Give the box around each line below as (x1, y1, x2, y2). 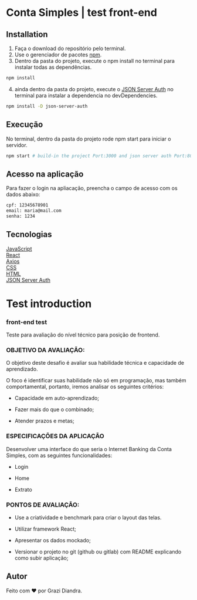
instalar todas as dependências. (14, 64, 92, 71)
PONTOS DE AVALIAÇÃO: (6, 501, 80, 509)
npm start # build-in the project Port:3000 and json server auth (6, 153, 172, 159)
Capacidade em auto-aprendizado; (14, 395, 100, 402)
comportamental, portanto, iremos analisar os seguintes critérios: (6, 383, 164, 391)
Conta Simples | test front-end (6, 6, 157, 19)
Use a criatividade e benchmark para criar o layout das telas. (14, 514, 162, 521)
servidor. (6, 141, 28, 148)
